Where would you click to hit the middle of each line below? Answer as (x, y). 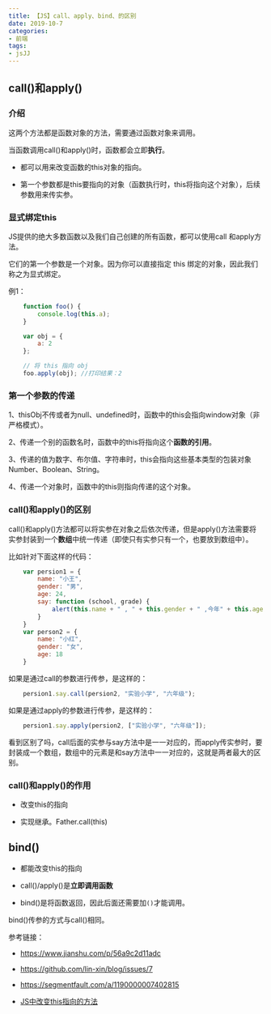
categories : (28, 31)
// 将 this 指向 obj (56, 366)
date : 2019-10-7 (36, 23)
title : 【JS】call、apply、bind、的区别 (72, 16)
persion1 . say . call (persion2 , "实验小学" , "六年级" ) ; (109, 693)
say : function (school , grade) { (94, 602)
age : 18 (50, 654)
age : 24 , (52, 594)
